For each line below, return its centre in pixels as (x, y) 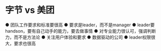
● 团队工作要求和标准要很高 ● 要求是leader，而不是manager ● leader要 (80, 25)
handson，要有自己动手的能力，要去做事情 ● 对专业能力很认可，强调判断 (80, 31)
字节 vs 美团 (30, 10)
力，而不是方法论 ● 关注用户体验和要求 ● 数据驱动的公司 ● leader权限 (78, 37)
